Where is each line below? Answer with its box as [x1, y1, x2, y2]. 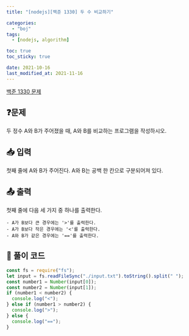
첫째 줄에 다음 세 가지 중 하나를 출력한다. [6, 207, 102, 214]
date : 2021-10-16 [6, 65, 51, 71]
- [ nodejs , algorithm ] [12, 37, 70, 43]
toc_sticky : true [6, 54, 51, 60]
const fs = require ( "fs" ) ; [6, 267, 75, 273]
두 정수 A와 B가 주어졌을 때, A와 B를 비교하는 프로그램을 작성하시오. [6, 127, 166, 135]
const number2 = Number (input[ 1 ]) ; [6, 284, 97, 290]
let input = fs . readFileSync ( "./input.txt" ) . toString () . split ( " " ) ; [6, 273, 184, 279]
